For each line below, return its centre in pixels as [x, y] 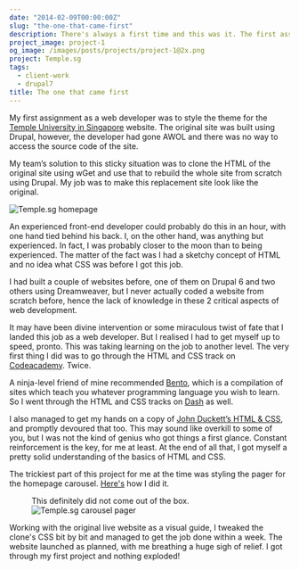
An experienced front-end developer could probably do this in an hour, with [148, 226]
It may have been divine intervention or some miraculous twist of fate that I [146, 327]
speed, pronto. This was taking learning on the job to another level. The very [149, 346]
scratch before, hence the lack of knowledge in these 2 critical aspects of [144, 301]
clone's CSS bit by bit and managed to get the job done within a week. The [146, 537]
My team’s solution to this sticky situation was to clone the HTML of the [140, 163]
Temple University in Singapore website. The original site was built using [142, 127]
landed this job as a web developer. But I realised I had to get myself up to [145, 336]
